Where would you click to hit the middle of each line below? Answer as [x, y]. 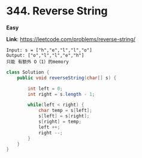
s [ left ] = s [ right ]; [64, 116]
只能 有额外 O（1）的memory [37, 62]
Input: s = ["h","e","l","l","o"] [49, 50]
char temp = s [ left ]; [65, 111]
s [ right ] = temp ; [60, 122]
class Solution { [28, 72]
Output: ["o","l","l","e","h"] [45, 55]
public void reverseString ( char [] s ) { [67, 78]
